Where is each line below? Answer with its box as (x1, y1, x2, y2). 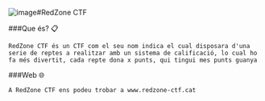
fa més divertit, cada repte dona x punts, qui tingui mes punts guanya (8, 56, 258, 64)
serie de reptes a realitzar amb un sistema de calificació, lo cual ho (8, 49, 258, 57)
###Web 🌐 (8, 71, 45, 79)
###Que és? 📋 (8, 24, 59, 33)
